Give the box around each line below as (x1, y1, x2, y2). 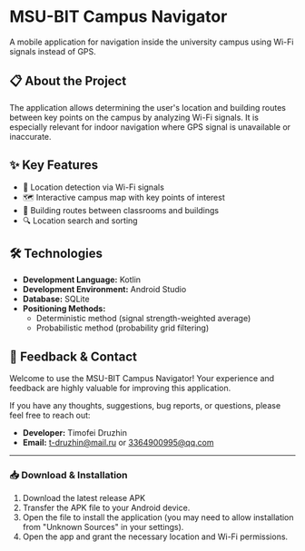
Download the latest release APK (22, 493, 146, 504)
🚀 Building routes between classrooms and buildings (22, 204, 220, 215)
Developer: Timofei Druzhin (22, 428, 128, 438)
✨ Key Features (9, 157, 98, 173)
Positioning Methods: (22, 303, 106, 314)
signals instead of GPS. (9, 45, 97, 56)
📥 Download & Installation (9, 469, 129, 482)
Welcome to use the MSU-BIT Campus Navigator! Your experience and (9, 373, 275, 384)
